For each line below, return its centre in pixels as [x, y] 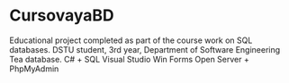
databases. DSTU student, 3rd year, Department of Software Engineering [145, 49]
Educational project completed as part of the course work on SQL [131, 40]
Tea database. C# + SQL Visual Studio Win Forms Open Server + [129, 59]
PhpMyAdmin [34, 69]
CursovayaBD [62, 16]
